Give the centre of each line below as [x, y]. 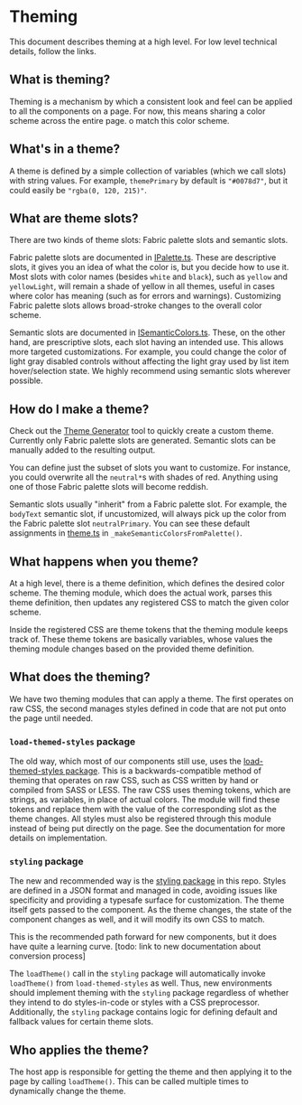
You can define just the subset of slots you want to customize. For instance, [150, 468]
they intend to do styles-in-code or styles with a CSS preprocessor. [134, 1002]
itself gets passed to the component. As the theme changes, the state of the [151, 910]
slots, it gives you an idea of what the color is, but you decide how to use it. [149, 267]
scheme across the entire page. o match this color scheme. [119, 120]
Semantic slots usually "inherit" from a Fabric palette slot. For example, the [148, 504]
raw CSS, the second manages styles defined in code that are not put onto [148, 708]
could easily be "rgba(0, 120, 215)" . [78, 190]
